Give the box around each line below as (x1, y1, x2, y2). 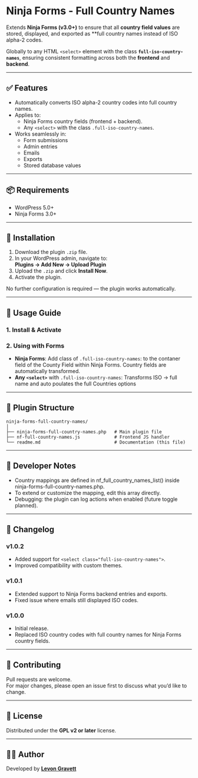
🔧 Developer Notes (6, 461, 77, 471)
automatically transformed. (14, 367, 81, 374)
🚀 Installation (6, 233, 55, 243)
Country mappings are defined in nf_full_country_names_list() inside (14, 477, 180, 484)
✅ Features (6, 83, 48, 93)
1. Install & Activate (6, 326, 62, 334)
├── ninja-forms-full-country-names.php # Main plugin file (6, 429, 162, 435)
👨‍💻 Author (6, 749, 45, 759)
